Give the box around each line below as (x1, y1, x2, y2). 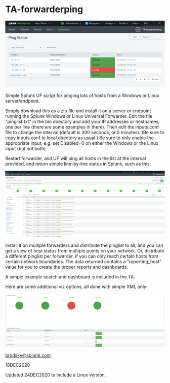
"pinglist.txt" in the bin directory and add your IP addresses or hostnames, (5, 118, 160, 124)
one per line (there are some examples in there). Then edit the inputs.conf (5, 123, 159, 130)
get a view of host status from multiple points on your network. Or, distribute (5, 247, 164, 253)
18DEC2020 (5, 362, 30, 368)
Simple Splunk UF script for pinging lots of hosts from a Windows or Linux (5, 92, 159, 99)
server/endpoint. (5, 98, 40, 104)
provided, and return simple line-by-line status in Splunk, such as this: (5, 161, 151, 167)
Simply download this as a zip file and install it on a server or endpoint (5, 108, 151, 114)
